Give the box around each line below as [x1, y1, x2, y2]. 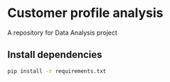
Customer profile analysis [7, 5, 164, 21]
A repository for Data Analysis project [7, 28, 117, 37]
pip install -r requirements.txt [7, 67, 107, 75]
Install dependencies [7, 49, 102, 61]
